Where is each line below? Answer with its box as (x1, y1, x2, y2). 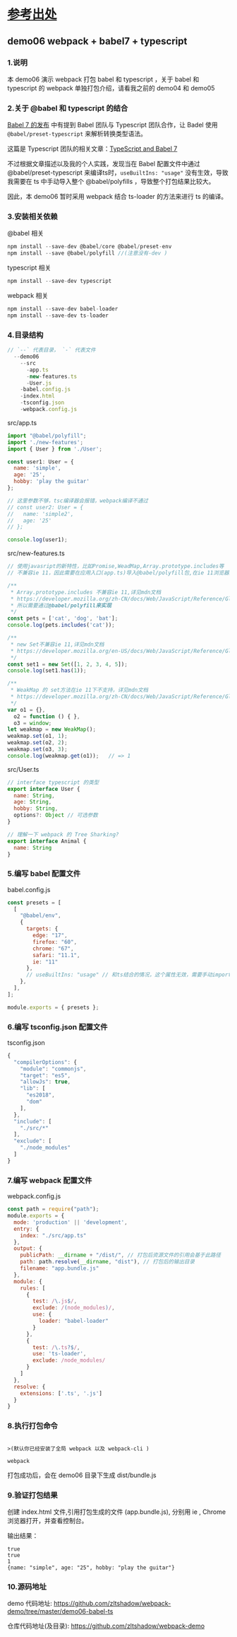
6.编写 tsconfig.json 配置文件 (7, 1022, 108, 1031)
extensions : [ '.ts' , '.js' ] (20, 1389, 102, 1397)
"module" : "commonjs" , (20, 1065, 87, 1072)
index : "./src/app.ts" (20, 1232, 87, 1239)
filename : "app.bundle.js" (20, 1265, 99, 1272)
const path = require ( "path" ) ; (7, 1205, 99, 1213)
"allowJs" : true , (20, 1078, 71, 1086)
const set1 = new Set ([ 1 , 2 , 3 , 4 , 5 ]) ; (7, 661, 128, 668)
